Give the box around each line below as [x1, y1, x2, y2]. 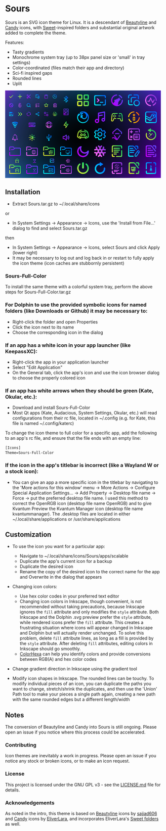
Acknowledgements [5, 799, 55, 806]
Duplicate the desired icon [19, 563, 74, 569]
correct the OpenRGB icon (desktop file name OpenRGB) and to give [12, 500, 152, 506]
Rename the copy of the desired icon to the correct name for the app [19, 569, 160, 575]
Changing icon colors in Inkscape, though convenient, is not [19, 599, 142, 604]
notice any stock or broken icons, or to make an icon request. [5, 758, 130, 764]
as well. [5, 821, 21, 827]
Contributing [5, 741, 37, 748]
